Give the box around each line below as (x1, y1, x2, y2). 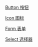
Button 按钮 (5, 4, 29, 10)
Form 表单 (5, 25, 26, 31)
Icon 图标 (5, 15, 24, 21)
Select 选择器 (5, 36, 33, 42)
